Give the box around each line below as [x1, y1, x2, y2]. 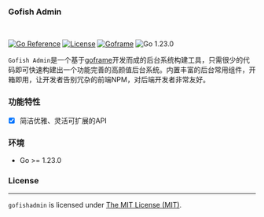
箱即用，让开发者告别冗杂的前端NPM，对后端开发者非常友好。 [8, 75, 211, 85]
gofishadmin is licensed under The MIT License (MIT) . [8, 201, 182, 210]
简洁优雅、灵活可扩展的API [19, 116, 108, 125]
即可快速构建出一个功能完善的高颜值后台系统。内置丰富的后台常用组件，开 [14, 65, 256, 74]
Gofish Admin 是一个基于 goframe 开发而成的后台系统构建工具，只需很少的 [8, 56, 244, 65]
